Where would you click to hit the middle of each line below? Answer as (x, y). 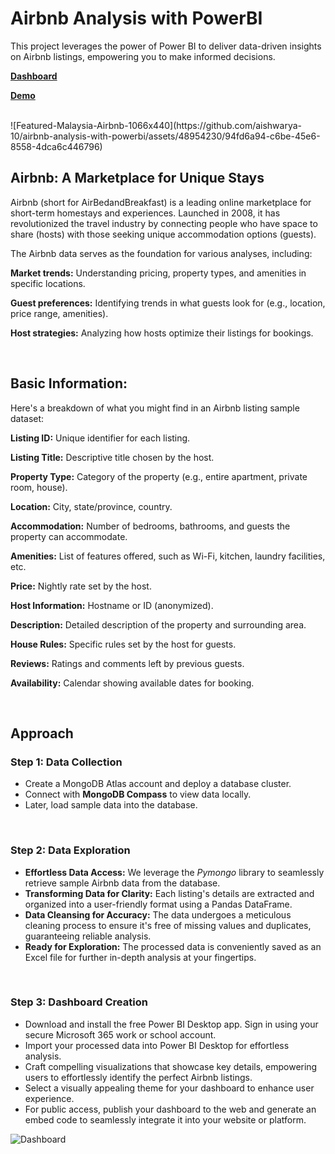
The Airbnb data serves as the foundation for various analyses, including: (161, 253)
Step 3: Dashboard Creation (79, 1002)
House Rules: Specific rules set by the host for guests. (123, 644)
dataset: (27, 418)
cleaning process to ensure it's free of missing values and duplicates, (168, 925)
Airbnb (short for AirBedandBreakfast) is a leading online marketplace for (161, 202)
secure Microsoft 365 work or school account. (120, 1034)
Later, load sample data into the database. (111, 805)
